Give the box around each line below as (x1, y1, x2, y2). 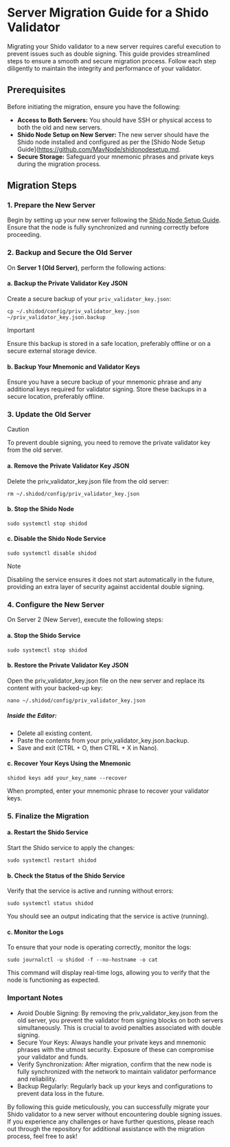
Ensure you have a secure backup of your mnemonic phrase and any (7, 378, 202, 386)
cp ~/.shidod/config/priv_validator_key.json (7, 308, 139, 315)
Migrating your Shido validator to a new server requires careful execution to (7, 42, 221, 50)
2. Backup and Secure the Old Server (7, 248, 133, 258)
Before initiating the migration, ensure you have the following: (7, 102, 181, 111)
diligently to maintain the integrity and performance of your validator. (7, 64, 202, 72)
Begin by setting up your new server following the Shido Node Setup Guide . (7, 216, 221, 225)
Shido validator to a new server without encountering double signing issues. (7, 1110, 222, 1118)
